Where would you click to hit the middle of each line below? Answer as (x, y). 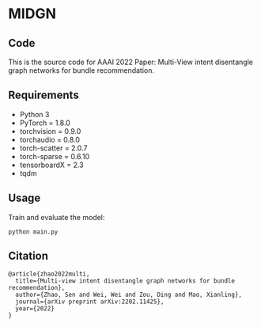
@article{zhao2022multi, (49, 274)
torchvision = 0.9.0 (50, 131)
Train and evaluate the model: (57, 217)
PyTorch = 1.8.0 (45, 123)
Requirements (43, 95)
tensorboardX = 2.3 (52, 165)
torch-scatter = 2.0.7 (53, 148)
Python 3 (34, 114)
